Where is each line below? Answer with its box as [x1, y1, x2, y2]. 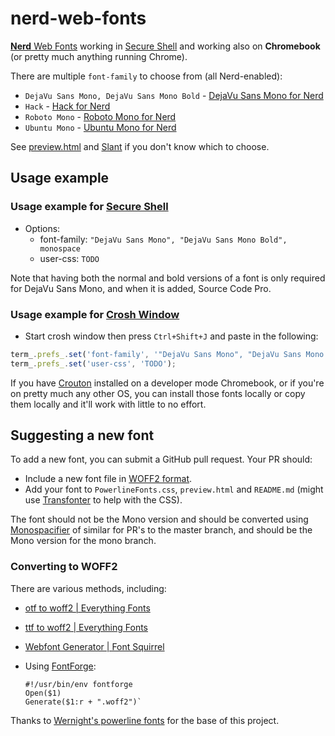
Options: [24, 222, 61, 234]
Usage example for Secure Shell [10, 200, 169, 214]
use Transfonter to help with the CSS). [24, 494, 183, 506]
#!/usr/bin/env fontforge [24, 679, 133, 689]
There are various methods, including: [10, 582, 167, 594]
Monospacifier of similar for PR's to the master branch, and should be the [10, 524, 313, 536]
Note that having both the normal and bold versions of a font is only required [10, 272, 326, 284]
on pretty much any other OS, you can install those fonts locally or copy [10, 387, 306, 399]
